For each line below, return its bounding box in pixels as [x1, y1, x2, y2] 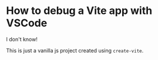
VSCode [6, 16, 48, 30]
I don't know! [6, 36, 38, 43]
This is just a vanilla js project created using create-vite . [6, 47, 144, 54]
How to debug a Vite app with [6, 4, 153, 17]
